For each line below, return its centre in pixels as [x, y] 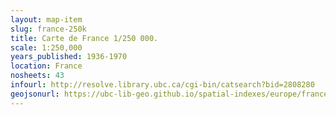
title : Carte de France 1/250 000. [84, 38]
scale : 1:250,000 [46, 47]
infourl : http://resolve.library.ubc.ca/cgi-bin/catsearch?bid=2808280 [162, 85]
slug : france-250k [48, 29]
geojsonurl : [35, 94]
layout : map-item [46, 19]
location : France [46, 66]
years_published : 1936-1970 [69, 57]
